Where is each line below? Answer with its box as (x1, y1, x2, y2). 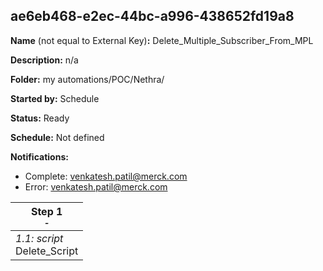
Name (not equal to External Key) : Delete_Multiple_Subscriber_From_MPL (10, 34, 314, 46)
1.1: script (15, 231, 64, 245)
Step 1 (30, 204, 63, 218)
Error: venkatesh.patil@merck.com (24, 180, 168, 193)
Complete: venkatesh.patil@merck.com (24, 170, 188, 182)
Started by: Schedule (10, 92, 100, 104)
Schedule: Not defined (10, 131, 105, 143)
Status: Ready (10, 112, 70, 124)
